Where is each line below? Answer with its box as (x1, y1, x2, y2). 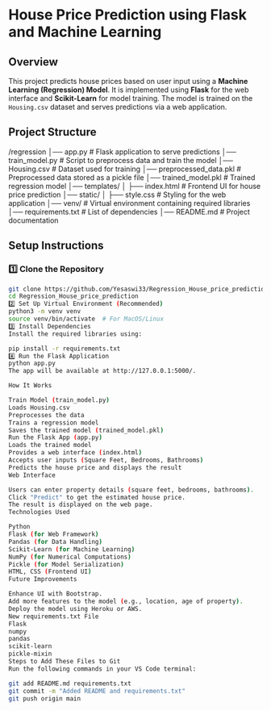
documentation (8, 215, 59, 225)
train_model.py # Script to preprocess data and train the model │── (8, 155, 234, 165)
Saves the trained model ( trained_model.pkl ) (8, 426, 164, 434)
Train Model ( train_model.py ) (8, 396, 110, 404)
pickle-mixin (8, 650, 52, 659)
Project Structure (8, 125, 97, 139)
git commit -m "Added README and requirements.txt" (8, 687, 186, 695)
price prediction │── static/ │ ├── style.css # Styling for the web (8, 190, 227, 199)
